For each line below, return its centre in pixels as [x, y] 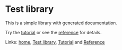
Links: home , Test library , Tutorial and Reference [55, 42]
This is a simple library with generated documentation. [61, 23]
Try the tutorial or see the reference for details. [53, 32]
